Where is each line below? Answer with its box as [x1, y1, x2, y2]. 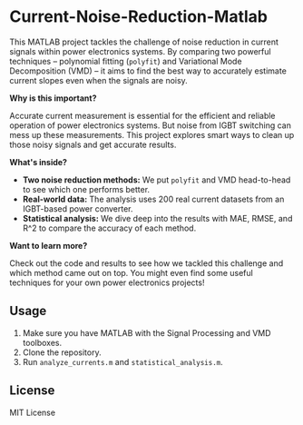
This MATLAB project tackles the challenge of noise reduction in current [9, 36, 279, 47]
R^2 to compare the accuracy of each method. [22, 222, 197, 233]
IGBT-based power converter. [22, 203, 133, 214]
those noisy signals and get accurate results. [9, 139, 177, 150]
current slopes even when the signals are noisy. [9, 74, 188, 85]
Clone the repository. [22, 347, 102, 358]
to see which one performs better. [22, 183, 151, 194]
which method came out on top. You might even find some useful [9, 267, 254, 278]
